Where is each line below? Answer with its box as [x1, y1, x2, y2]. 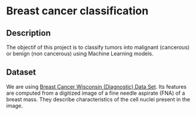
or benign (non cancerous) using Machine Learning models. [6, 50, 154, 57]
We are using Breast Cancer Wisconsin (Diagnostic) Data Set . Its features [6, 83, 187, 90]
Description [6, 28, 51, 38]
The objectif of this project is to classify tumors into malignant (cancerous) [6, 43, 190, 51]
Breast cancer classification [6, 4, 149, 18]
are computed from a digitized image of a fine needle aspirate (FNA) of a [6, 89, 185, 97]
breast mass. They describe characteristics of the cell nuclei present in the [6, 95, 191, 102]
